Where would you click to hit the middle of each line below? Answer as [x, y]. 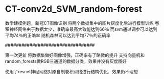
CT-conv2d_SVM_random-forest [73, 9]
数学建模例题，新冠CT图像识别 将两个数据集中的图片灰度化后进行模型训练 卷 [82, 23]
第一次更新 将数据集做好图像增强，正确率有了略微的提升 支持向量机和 [75, 55]
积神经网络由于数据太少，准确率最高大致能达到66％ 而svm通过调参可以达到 [81, 29]
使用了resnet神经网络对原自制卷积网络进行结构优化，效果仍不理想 [71, 71]
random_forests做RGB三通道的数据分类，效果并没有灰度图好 [66, 61]
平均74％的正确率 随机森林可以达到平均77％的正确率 [58, 35]
